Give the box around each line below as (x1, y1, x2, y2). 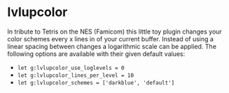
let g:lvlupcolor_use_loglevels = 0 (17, 64, 125, 71)
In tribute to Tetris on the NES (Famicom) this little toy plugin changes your (7, 27, 222, 36)
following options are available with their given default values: (7, 50, 186, 58)
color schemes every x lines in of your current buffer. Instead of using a (7, 34, 214, 43)
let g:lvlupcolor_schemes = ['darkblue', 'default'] (17, 79, 175, 86)
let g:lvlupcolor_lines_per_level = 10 (17, 71, 134, 79)
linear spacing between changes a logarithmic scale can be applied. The (7, 42, 217, 50)
